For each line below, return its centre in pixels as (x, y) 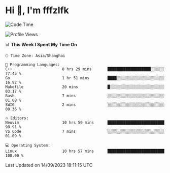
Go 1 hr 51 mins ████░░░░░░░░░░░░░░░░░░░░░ (85, 78)
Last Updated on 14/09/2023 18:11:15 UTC (49, 165)
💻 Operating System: (28, 145)
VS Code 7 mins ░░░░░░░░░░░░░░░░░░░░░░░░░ (85, 131)
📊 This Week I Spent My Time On (41, 44)
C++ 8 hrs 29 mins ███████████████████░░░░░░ (85, 69)
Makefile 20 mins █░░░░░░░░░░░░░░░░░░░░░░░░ (85, 87)
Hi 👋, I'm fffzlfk (37, 10)
